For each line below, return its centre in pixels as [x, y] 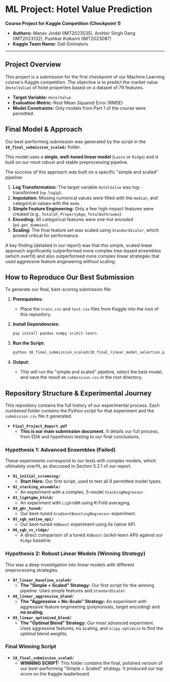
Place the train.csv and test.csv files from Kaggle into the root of [89, 309]
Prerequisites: [28, 299]
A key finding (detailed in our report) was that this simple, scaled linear [79, 245]
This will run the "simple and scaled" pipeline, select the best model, [92, 372]
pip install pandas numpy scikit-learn [55, 333]
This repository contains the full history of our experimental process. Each [83, 405]
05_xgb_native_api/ [33, 520]
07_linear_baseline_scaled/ [42, 580]
